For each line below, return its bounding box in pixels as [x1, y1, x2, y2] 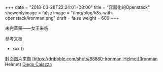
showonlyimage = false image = [5, 10, 70, 16]
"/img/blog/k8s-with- [70, 10, 114, 16]
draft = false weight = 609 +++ [56, 15, 120, 21]
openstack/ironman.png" [5, 15, 56, 21]
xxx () [12, 46, 24, 51]
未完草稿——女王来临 [5, 25, 48, 31]
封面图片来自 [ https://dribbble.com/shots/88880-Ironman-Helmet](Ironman [5, 56, 158, 62]
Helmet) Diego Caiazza [5, 61, 52, 67]
